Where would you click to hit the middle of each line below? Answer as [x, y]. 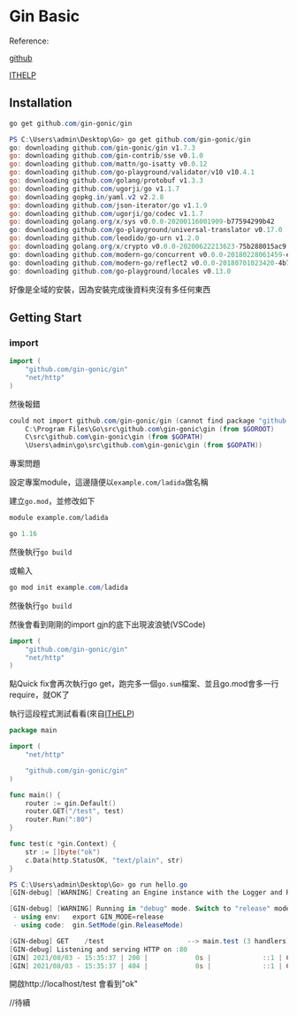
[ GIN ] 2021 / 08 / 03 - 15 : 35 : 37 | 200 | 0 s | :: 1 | [146, 958]
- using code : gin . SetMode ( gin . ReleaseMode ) [98, 926]
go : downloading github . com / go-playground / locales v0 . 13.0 [120, 271]
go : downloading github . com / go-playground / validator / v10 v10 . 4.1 [132, 173]
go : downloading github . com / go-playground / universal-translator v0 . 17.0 [146, 230]
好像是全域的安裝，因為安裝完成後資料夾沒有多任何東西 [110, 289]
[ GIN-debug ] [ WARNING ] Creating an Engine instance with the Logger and [146, 893]
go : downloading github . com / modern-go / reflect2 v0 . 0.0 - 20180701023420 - [144, 263]
